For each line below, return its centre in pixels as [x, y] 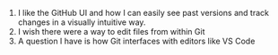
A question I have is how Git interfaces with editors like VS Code [136, 41]
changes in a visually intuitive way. [82, 22]
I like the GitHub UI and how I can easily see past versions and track [143, 13]
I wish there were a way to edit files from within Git [111, 31]
